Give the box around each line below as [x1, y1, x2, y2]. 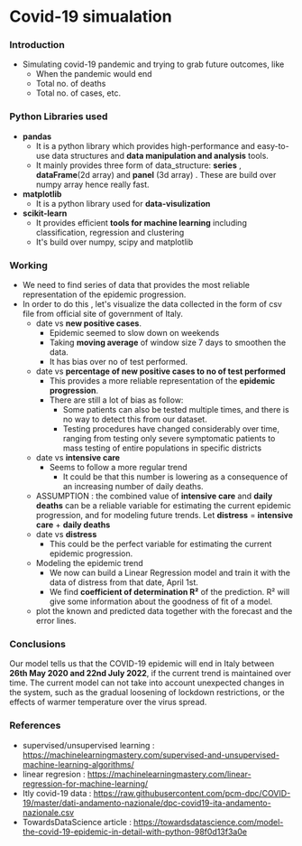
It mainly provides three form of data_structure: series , [35, 160, 242, 171]
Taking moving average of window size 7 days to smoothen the [49, 337, 287, 349]
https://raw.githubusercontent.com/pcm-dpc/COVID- [93, 787, 291, 798]
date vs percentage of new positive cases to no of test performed [35, 366, 286, 377]
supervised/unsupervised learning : [22, 739, 155, 750]
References [9, 720, 61, 732]
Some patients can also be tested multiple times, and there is [62, 404, 290, 415]
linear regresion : [22, 768, 86, 779]
